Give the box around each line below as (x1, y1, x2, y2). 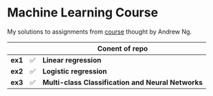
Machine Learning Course (7, 5, 159, 21)
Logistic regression (42, 67, 108, 76)
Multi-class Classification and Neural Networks (42, 77, 203, 87)
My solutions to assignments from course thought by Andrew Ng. (7, 27, 192, 36)
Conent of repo (97, 43, 148, 53)
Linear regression (42, 55, 102, 64)
